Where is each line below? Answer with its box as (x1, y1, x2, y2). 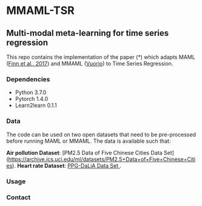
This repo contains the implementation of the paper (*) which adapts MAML (6, 53, 195, 61)
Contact (6, 193, 31, 202)
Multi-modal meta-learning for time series (6, 28, 169, 38)
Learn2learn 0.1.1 (15, 101, 57, 109)
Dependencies (6, 75, 50, 83)
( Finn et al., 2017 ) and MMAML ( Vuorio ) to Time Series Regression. (6, 60, 173, 67)
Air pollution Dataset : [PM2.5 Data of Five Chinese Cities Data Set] (6, 149, 175, 156)
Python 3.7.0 (15, 89, 47, 96)
